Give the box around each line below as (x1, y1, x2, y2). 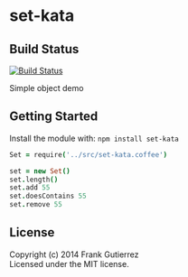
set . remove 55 (9, 200, 63, 209)
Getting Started (9, 109, 99, 125)
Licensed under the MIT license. (9, 258, 129, 269)
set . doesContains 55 (9, 191, 88, 201)
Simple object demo (9, 83, 84, 93)
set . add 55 (9, 183, 51, 192)
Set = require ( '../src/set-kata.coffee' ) (9, 150, 168, 159)
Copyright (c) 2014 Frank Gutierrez (9, 249, 139, 260)
